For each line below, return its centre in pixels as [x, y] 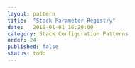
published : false [33, 47]
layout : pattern [31, 14]
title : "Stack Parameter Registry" [61, 21]
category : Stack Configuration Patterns [68, 34]
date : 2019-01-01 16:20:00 [50, 27]
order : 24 [22, 40]
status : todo [27, 54]
